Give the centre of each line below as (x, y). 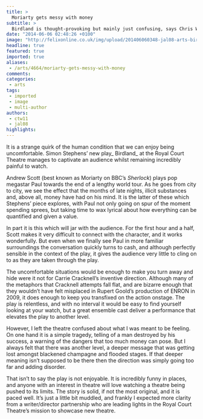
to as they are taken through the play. (53, 260)
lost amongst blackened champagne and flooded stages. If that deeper (95, 354)
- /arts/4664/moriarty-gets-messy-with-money (67, 68)
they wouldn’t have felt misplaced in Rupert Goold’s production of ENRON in (101, 291)
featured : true (25, 51)
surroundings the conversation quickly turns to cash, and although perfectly (101, 247)
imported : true (25, 57)
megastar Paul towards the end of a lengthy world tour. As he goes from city (101, 184)
